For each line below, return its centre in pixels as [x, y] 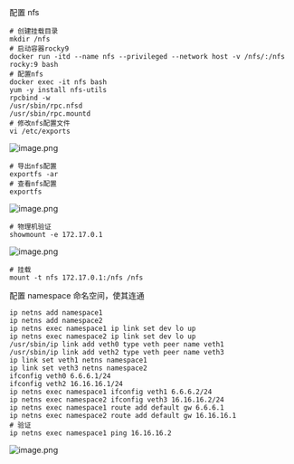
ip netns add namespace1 [56, 313]
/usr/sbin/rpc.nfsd [46, 106]
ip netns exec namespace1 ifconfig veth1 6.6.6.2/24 [111, 392]
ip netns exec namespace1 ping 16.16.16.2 [90, 433]
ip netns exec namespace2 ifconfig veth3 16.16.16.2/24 [117, 400]
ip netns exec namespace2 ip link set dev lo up [103, 336]
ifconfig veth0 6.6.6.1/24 [60, 376]
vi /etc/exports [40, 131]
